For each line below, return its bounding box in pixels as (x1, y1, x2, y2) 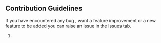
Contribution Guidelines (5, 4, 83, 13)
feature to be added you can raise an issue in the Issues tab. (5, 23, 132, 29)
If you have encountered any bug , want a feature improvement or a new (5, 17, 156, 23)
